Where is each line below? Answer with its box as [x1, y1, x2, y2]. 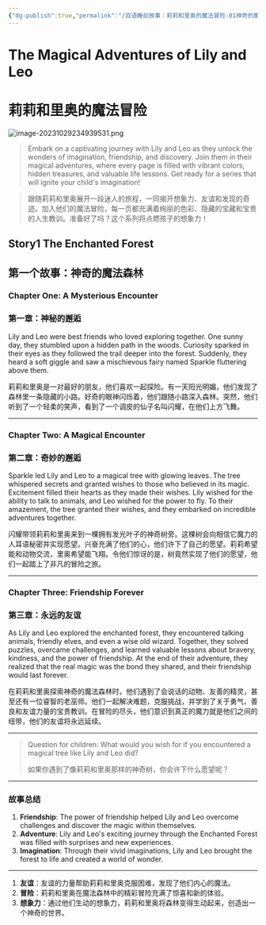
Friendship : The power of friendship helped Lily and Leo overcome [19, 812, 239, 822]
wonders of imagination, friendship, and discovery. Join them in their [27, 152, 253, 161]
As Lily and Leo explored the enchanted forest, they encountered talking [8, 628, 244, 638]
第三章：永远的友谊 [8, 609, 82, 620]
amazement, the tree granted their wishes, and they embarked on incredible [8, 504, 256, 514]
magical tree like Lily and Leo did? [27, 748, 139, 758]
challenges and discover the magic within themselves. [19, 821, 197, 831]
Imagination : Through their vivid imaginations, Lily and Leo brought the [19, 846, 253, 856]
